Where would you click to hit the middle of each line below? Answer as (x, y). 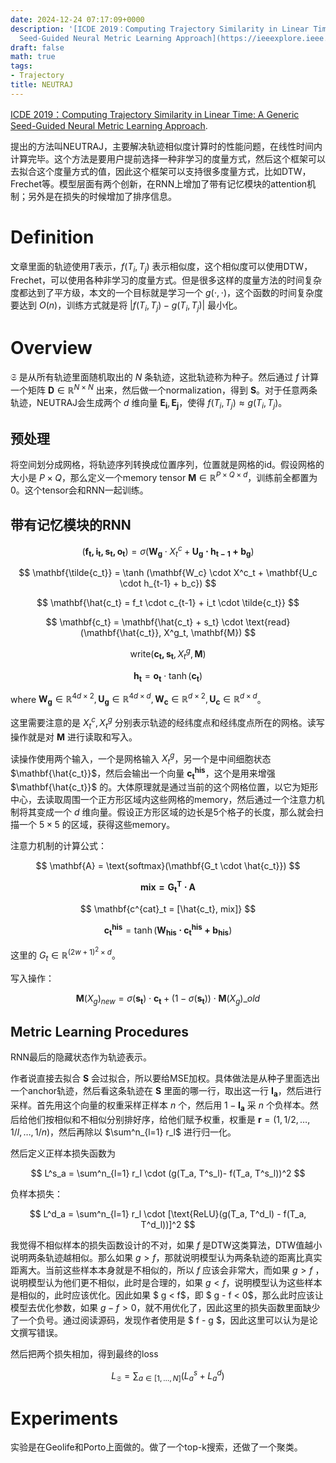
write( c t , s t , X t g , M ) (168, 654)
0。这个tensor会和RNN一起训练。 (79, 490)
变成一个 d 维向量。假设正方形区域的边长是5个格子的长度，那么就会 (175, 812)
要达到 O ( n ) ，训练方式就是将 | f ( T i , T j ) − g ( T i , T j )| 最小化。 (126, 306)
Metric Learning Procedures (100, 1031)
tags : (21, 66)
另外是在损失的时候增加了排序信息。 (102, 196)
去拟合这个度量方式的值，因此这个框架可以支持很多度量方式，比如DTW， (161, 171)
